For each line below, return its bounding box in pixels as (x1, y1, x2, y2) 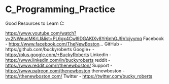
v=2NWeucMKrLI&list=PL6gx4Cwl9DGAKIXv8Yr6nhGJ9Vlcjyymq (5, 35, 142, 41)
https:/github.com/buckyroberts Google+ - (5, 46, 95, 52)
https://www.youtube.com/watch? (5, 30, 77, 36)
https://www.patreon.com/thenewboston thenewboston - (5, 67, 125, 74)
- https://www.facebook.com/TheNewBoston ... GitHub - (5, 40, 123, 47)
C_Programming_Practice (5, 4, 115, 15)
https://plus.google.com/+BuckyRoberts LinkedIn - (5, 52, 112, 58)
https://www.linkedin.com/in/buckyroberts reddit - (5, 57, 111, 63)
